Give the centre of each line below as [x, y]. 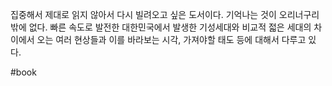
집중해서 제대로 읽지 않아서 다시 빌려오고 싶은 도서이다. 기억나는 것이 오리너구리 [165, 14]
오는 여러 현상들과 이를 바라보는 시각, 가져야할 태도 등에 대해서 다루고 [171, 39]
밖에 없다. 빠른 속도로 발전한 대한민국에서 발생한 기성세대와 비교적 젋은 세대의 [161, 27]
